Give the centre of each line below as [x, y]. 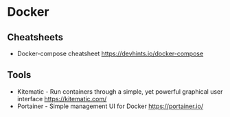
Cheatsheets [35, 37]
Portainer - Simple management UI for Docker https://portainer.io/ [110, 106]
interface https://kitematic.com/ [62, 99]
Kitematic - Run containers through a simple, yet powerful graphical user [120, 91]
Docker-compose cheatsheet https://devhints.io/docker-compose [110, 53]
